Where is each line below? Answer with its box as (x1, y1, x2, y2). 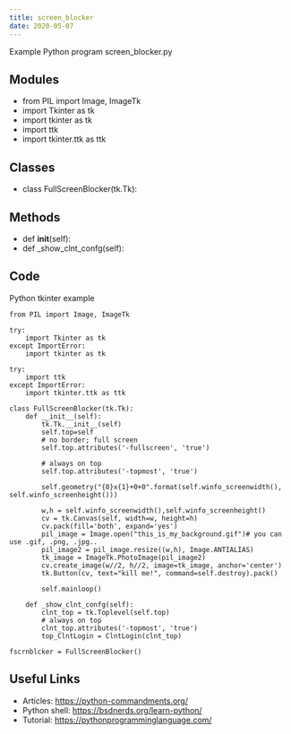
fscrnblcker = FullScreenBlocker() (9, 647, 142, 656)
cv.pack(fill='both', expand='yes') (41, 522, 178, 531)
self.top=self (41, 427, 94, 436)
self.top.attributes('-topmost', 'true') (41, 467, 199, 476)
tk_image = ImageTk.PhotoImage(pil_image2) (41, 553, 206, 562)
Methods (9, 210, 61, 225)
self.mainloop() (41, 584, 102, 593)
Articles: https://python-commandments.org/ (21, 695, 188, 706)
